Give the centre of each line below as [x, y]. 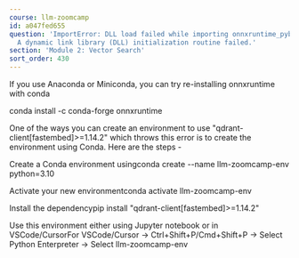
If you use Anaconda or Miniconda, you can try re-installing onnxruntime [142, 84]
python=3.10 [32, 173]
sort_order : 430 [39, 59]
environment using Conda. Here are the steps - [96, 147]
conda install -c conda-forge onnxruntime [86, 111]
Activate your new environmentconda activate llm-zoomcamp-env [130, 191]
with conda [30, 93]
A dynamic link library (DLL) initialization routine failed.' [137, 42]
